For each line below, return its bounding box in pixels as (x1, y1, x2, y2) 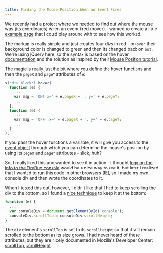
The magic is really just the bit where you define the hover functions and (5, 66, 152, 72)
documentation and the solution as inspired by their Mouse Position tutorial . (5, 56, 158, 62)
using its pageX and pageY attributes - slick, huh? (5, 150, 102, 156)
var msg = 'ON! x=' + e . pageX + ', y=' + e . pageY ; (14, 94, 120, 99)
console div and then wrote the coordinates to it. (5, 175, 103, 181)
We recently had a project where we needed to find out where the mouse (5, 21, 153, 27)
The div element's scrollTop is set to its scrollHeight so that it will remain (5, 226, 155, 232)
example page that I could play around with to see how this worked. (5, 31, 142, 37)
